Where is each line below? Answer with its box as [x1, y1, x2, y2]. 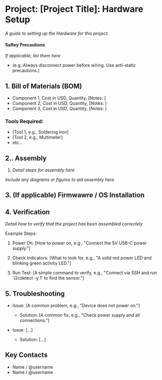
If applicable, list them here [5, 53, 61, 59]
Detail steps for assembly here [12, 167, 75, 173]
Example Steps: [5, 231, 37, 237]
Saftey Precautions [5, 42, 45, 47]
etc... [12, 140, 23, 145]
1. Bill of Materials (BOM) [5, 82, 82, 90]
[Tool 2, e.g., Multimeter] [12, 135, 63, 141]
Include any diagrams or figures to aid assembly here [5, 177, 115, 183]
